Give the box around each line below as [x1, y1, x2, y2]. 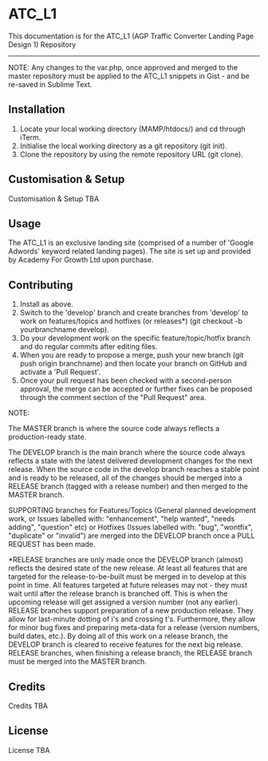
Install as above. [19, 299, 73, 309]
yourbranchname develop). [19, 325, 109, 335]
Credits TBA [8, 701, 49, 711]
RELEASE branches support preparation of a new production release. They [8, 606, 254, 616]
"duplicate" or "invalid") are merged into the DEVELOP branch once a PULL [8, 531, 255, 541]
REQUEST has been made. [8, 540, 96, 549]
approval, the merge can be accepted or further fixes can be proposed [19, 384, 253, 394]
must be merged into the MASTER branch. [8, 656, 148, 667]
